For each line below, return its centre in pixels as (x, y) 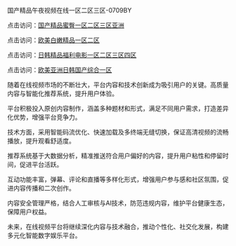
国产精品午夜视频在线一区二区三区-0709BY (70, 10)
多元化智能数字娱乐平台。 (44, 235)
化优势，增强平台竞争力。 (44, 117)
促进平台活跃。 (41, 164)
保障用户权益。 (29, 212)
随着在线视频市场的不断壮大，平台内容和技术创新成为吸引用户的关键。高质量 (118, 85)
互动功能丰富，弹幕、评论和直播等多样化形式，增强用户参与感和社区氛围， (115, 179)
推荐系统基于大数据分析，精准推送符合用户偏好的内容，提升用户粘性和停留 (115, 156)
